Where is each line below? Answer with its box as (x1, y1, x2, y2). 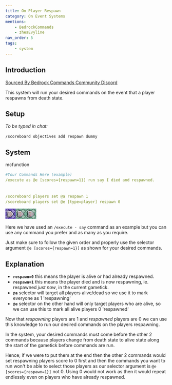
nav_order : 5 (5, 35, 33, 40)
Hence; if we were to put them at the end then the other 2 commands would (5, 352, 166, 358)
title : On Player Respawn (5, 8, 61, 13)
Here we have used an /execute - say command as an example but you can (5, 224, 167, 230)
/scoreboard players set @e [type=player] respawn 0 (5, 199, 121, 205)
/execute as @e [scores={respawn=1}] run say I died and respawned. (5, 177, 155, 183)
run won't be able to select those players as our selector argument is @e (5, 363, 157, 369)
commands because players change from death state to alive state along (5, 337, 160, 343)
